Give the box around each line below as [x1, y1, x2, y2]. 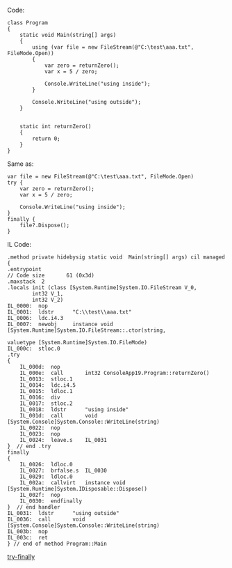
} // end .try [7, 443, 51, 450]
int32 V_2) [32, 296, 64, 303]
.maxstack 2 [7, 278, 45, 285]
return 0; [32, 135, 60, 142]
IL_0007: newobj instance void [7, 321, 113, 328]
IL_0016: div [19, 394, 60, 401]
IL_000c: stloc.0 [7, 345, 60, 352]
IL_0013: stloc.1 [19, 376, 73, 383]
